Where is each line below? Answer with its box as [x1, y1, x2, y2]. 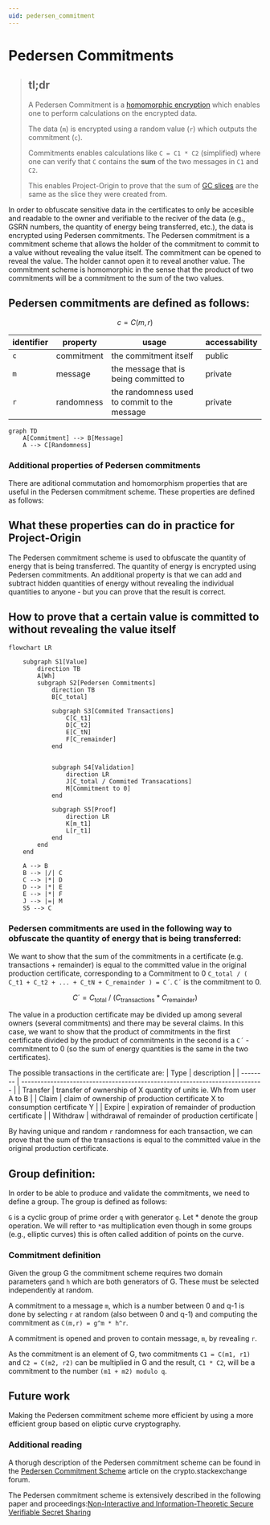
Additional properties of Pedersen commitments [8, 460, 201, 471]
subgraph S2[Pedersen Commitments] [37, 679, 157, 688]
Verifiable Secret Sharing [8, 1507, 92, 1517]
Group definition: [8, 1167, 96, 1181]
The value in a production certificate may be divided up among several [8, 1010, 243, 1020]
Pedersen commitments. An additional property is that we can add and [8, 569, 243, 579]
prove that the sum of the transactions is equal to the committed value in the [8, 1135, 261, 1145]
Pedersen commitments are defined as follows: [8, 297, 251, 310]
